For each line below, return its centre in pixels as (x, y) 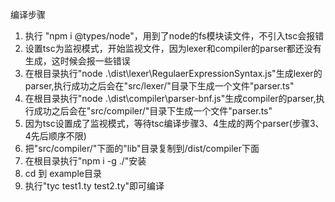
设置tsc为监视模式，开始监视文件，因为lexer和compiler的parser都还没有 (173, 48)
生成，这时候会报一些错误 (77, 61)
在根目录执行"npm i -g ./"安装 (85, 161)
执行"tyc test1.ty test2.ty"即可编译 (94, 186)
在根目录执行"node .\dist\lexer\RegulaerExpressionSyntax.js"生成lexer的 (173, 73)
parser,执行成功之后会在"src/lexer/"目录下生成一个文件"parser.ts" (159, 86)
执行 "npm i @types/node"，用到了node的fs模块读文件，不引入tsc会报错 (174, 36)
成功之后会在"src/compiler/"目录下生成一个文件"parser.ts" (153, 111)
